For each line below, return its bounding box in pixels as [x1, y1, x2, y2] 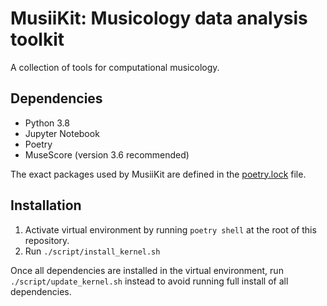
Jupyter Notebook [24, 127, 100, 139]
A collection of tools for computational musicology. [10, 61, 220, 73]
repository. [24, 234, 70, 246]
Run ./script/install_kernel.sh [24, 245, 161, 257]
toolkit [10, 28, 65, 51]
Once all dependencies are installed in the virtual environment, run [10, 264, 284, 276]
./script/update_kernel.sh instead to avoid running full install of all [10, 275, 289, 287]
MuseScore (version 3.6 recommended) [24, 148, 190, 161]
